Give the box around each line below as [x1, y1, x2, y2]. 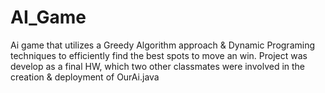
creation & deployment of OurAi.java [10, 71, 160, 83]
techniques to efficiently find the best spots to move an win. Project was [10, 49, 308, 61]
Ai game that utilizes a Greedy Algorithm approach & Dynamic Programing [10, 39, 315, 51]
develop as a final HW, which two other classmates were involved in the [10, 60, 306, 72]
